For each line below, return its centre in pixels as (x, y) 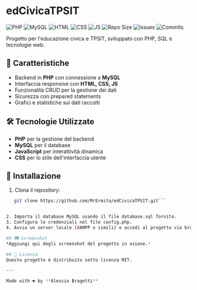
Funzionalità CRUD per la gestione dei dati (66, 90)
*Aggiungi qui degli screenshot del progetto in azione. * (78, 244)
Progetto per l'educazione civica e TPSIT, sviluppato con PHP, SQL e (89, 38)
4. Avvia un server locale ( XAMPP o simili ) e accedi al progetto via (94, 228)
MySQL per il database (43, 145)
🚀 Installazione (34, 176)
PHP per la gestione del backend (54, 139)
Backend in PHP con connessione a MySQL (67, 77)
